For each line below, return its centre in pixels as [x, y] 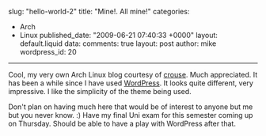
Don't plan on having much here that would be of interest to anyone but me [131, 107]
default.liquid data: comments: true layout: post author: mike [118, 43]
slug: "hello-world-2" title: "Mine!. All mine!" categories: [99, 11]
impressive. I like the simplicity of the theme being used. [100, 91]
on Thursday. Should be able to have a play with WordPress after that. [122, 123]
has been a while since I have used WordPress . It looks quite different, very [131, 83]
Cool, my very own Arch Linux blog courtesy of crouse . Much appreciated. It [133, 75]
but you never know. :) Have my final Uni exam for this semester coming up [131, 115]
